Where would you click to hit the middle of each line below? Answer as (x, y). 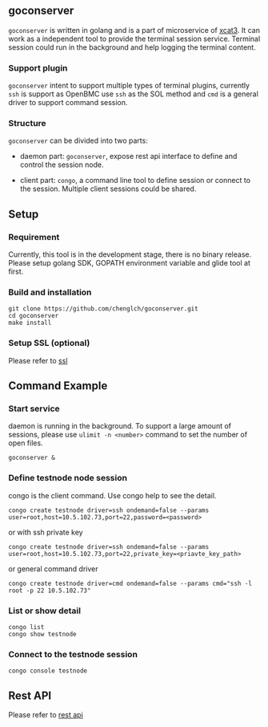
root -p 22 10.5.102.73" (50, 591)
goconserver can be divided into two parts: (78, 140)
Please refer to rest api (46, 715)
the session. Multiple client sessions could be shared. (108, 189)
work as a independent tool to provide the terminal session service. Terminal (134, 39)
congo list (26, 627)
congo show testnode (43, 634)
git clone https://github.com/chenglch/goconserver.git (103, 309)
